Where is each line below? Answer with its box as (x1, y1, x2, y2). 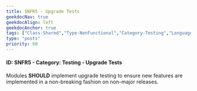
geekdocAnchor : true (6, 24, 57, 31)
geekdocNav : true (6, 14, 49, 20)
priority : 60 (6, 41, 38, 47)
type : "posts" (6, 36, 41, 41)
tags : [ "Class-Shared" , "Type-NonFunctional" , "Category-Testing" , (6, 30, 169, 36)
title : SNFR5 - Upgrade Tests (6, 8, 80, 15)
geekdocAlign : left (6, 19, 54, 25)
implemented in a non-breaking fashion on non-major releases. (6, 78, 159, 85)
